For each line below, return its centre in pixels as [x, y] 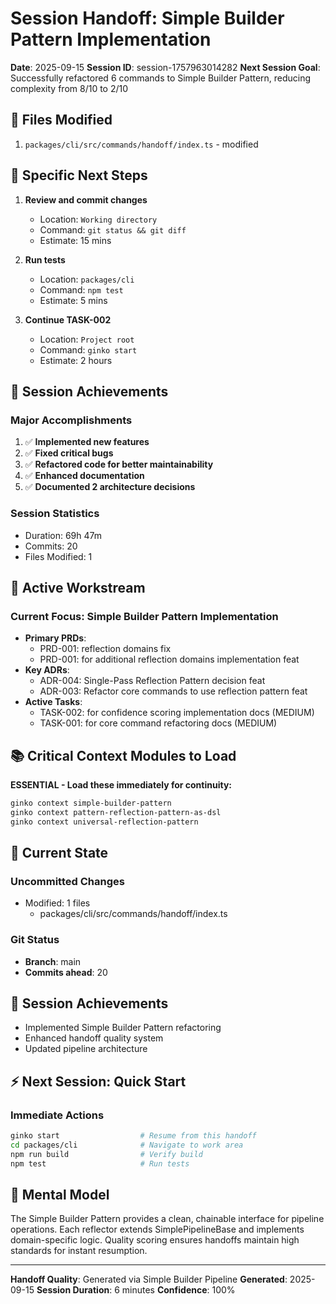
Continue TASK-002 [68, 319]
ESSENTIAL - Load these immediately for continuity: [121, 785]
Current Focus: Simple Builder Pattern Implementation [144, 616]
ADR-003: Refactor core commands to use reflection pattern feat [173, 691]
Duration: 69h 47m [63, 535]
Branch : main [53, 961]
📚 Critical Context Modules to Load [123, 755]
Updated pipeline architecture [86, 1049]
